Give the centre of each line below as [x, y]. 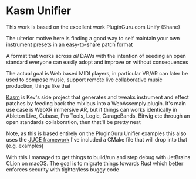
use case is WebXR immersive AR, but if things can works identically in [92, 109]
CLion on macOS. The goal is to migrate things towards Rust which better [95, 163]
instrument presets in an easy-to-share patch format [70, 44]
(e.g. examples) [25, 146]
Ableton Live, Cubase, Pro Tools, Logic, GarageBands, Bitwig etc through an [98, 116]
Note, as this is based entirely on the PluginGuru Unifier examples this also [96, 133]
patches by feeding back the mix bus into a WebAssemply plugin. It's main [96, 103]
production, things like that [38, 85]
